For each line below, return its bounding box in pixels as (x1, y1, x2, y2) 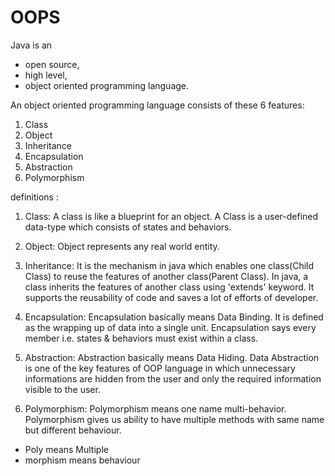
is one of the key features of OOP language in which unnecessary (24, 362, 296, 374)
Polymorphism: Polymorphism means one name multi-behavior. (24, 402, 287, 415)
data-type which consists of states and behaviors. (24, 221, 232, 233)
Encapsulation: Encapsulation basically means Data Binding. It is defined (24, 311, 324, 323)
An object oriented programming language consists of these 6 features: (10, 99, 305, 111)
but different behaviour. (24, 424, 122, 436)
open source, (24, 58, 80, 70)
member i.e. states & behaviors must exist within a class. (24, 332, 259, 344)
